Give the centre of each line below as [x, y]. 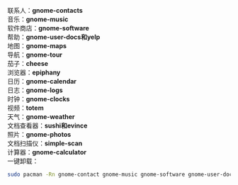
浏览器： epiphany [34, 72]
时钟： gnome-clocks [39, 99]
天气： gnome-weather [41, 117]
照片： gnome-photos [39, 134]
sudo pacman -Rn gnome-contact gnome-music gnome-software [96, 174]
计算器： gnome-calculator [47, 152]
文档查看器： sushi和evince [47, 125]
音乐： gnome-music [38, 19]
